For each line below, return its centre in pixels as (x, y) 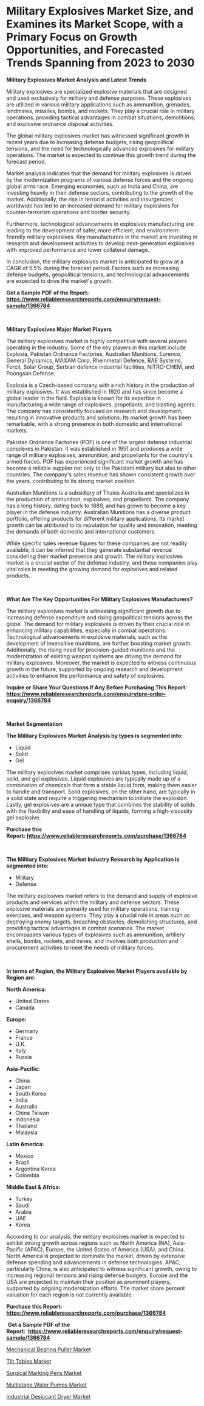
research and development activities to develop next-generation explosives (100, 243)
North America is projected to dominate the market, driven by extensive (96, 1256)
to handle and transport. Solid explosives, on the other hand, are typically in (101, 792)
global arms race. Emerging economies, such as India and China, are (92, 186)
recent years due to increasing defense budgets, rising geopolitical (90, 142)
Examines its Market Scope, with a (95, 24)
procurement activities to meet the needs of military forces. (80, 947)
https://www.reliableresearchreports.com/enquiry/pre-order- (86, 694)
